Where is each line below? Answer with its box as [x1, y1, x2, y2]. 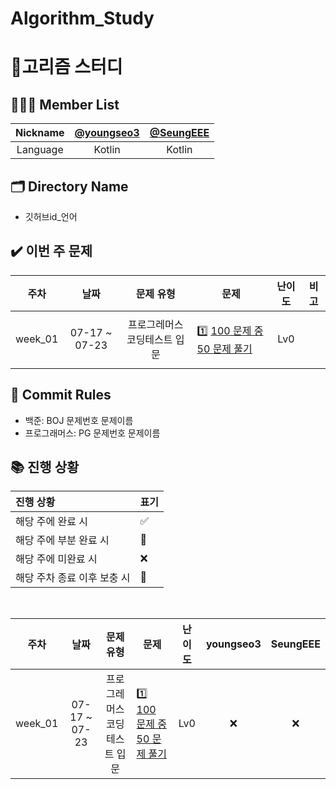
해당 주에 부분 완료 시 [15, 533, 110, 547]
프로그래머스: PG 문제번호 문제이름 [24, 427, 161, 439]
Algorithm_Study [10, 7, 155, 30]
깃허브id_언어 [24, 211, 78, 222]
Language [16, 143, 64, 157]
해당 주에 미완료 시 [15, 552, 98, 566]
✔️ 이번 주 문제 [10, 243, 93, 260]
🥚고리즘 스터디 [10, 56, 123, 79]
